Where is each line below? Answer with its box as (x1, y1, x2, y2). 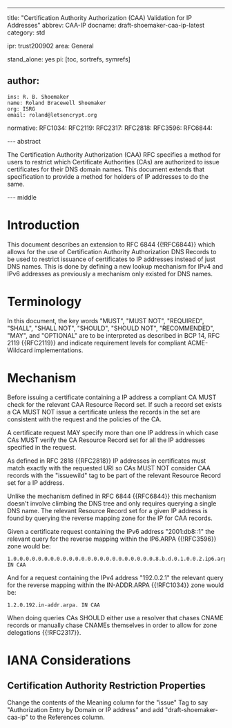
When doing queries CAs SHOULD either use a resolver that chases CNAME (7, 613, 224, 622)
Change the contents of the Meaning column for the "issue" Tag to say (7, 698, 209, 707)
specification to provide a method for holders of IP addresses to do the (7, 172, 209, 180)
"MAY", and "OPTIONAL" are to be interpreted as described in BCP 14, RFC (7, 331, 220, 339)
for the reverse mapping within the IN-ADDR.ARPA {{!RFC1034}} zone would (7, 581, 224, 589)
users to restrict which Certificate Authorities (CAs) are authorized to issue (7, 157, 220, 166)
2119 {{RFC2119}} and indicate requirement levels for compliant (7, 338, 186, 347)
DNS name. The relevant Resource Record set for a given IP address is (7, 506, 209, 515)
